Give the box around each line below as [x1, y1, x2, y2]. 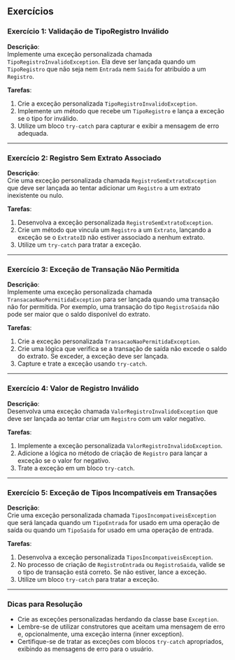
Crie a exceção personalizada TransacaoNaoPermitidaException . [17, 337, 201, 345]
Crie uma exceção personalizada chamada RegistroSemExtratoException [7, 176, 217, 185]
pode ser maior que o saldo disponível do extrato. [7, 310, 150, 319]
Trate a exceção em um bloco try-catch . [17, 464, 135, 472]
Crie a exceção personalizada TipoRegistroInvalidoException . [17, 99, 198, 108]
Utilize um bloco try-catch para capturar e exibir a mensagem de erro [17, 122, 220, 130]
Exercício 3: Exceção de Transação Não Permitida [7, 264, 180, 274]
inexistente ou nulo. [7, 191, 64, 199]
